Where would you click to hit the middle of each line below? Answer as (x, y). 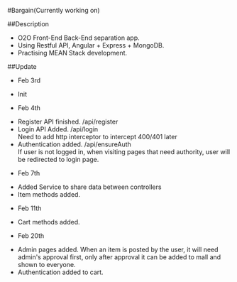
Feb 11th (29, 208)
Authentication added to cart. (61, 272)
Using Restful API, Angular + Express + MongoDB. (91, 45)
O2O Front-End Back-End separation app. (78, 38)
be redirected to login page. (58, 159)
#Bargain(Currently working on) (54, 10)
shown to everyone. (46, 265)
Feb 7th (29, 173)
